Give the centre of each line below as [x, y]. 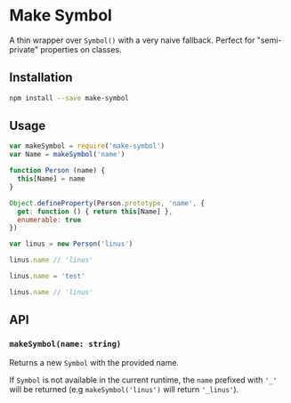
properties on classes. [81, 49]
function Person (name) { [57, 171]
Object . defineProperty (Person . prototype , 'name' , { [107, 203]
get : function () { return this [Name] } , [95, 211]
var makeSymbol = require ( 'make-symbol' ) [87, 146]
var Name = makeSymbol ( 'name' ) [67, 155]
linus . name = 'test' [48, 277]
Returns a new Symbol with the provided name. [94, 362]
